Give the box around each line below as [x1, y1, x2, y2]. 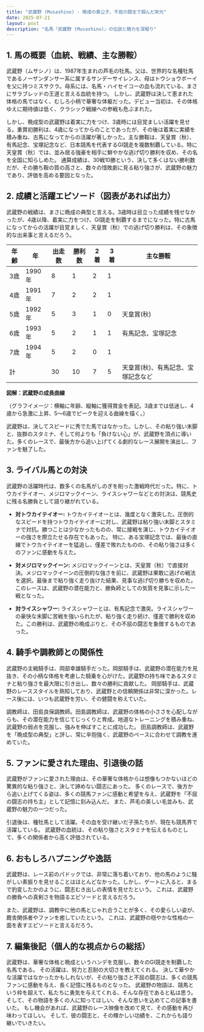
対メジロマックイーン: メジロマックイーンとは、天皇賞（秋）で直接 [15, 561, 183, 569]
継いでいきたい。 [6, 1019, 49, 1027]
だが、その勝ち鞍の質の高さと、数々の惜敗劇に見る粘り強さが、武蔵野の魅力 [6, 164, 197, 171]
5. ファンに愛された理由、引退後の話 [6, 757, 143, 768]
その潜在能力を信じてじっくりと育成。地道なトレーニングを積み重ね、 [22, 715, 198, 723]
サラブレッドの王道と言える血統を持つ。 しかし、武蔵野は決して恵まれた [11, 90, 194, 97]
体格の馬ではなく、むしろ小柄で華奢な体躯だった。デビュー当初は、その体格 [6, 98, 198, 105]
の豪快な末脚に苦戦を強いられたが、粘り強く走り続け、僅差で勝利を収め [15, 613, 196, 620]
